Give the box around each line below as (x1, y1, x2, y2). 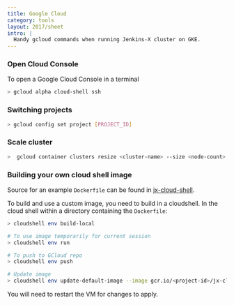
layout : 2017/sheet (7, 23, 64, 30)
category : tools (7, 17, 54, 24)
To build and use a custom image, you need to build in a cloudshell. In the (7, 199, 218, 207)
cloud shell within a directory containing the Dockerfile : (7, 207, 168, 215)
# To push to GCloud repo (7, 252, 82, 259)
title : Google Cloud (7, 10, 68, 17)
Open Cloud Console (7, 59, 79, 69)
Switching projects (7, 105, 72, 115)
